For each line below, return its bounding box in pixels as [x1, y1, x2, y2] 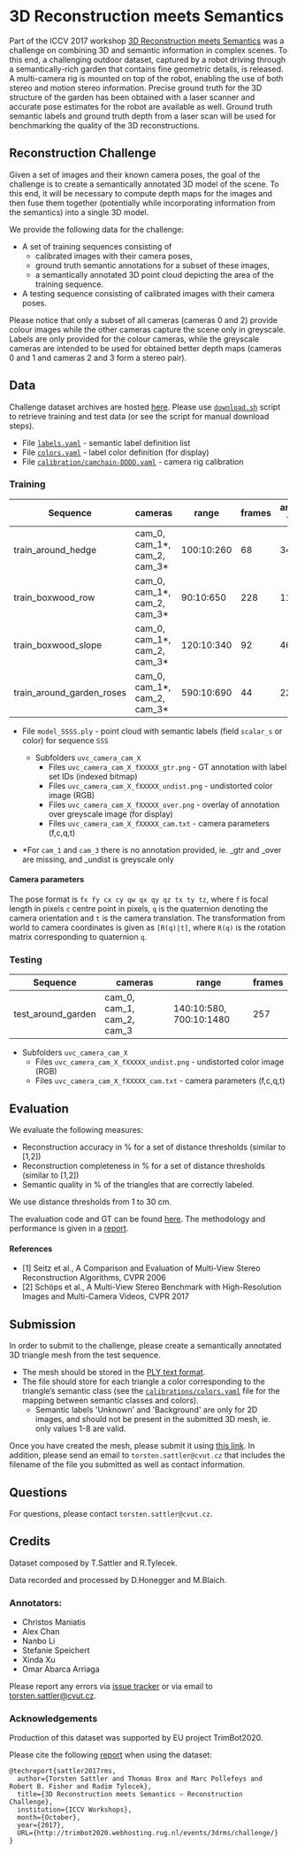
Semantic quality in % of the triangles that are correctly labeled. [21, 1180, 255, 1190]
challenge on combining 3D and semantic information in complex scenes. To [9, 44, 288, 55]
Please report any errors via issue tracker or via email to [9, 1681, 214, 1692]
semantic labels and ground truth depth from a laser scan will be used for [9, 111, 277, 121]
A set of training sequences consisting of [21, 241, 172, 251]
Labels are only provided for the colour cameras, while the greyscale [9, 334, 260, 344]
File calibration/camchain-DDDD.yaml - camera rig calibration [21, 456, 244, 466]
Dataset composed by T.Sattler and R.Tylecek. [9, 1557, 179, 1568]
